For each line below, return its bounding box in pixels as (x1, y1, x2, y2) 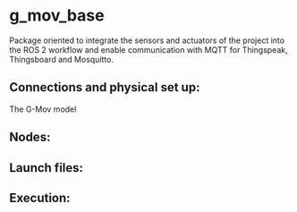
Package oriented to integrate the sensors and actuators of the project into (9, 35, 284, 46)
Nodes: (9, 130, 51, 145)
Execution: (9, 190, 71, 206)
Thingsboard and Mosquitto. (9, 54, 115, 64)
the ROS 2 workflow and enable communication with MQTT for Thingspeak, (9, 44, 288, 55)
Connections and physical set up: (9, 80, 200, 95)
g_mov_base (9, 5, 105, 26)
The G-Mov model (9, 104, 77, 114)
